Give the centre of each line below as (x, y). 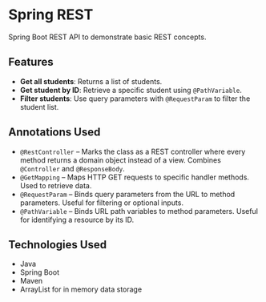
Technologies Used (57, 245)
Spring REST (51, 15)
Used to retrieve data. (56, 185)
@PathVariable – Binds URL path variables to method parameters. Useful (139, 211)
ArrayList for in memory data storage (81, 289)
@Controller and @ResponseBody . (73, 168)
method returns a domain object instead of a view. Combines (121, 160)
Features (31, 62)
